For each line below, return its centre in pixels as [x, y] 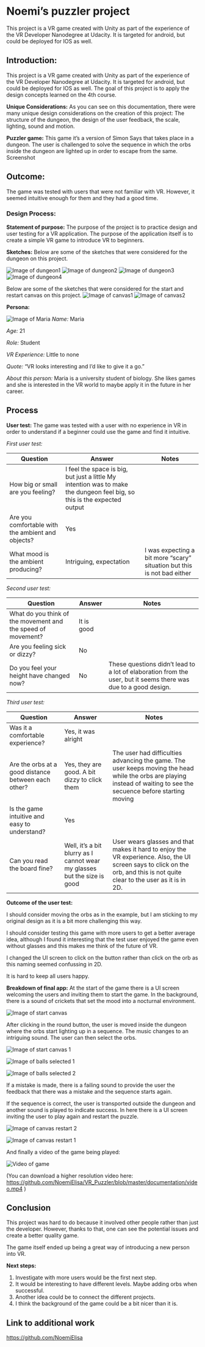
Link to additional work [51, 1323]
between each [30, 780]
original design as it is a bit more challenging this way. [74, 921]
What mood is [29, 554]
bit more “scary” [168, 558]
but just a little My [91, 477]
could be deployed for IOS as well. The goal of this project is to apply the [98, 88]
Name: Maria [68, 319]
